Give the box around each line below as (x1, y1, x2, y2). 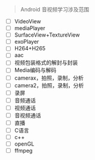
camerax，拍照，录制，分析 (14, 74, 84, 81)
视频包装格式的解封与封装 (14, 59, 78, 67)
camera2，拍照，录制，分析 (14, 81, 84, 89)
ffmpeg (14, 147, 33, 155)
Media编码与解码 (14, 67, 57, 74)
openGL (14, 140, 34, 147)
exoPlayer (14, 38, 40, 46)
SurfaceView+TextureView (14, 31, 80, 38)
